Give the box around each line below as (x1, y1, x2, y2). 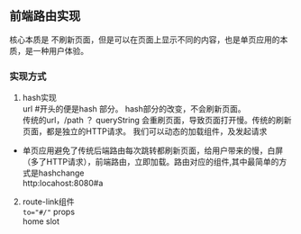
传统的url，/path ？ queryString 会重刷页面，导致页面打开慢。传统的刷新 (22, 115, 292, 126)
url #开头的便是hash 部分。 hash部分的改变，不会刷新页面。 (22, 103, 246, 114)
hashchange (38, 167, 85, 178)
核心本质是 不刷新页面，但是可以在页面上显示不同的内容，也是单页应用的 (9, 34, 280, 45)
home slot (22, 216, 60, 227)
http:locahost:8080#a (22, 178, 104, 189)
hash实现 (22, 93, 57, 103)
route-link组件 (22, 196, 75, 207)
